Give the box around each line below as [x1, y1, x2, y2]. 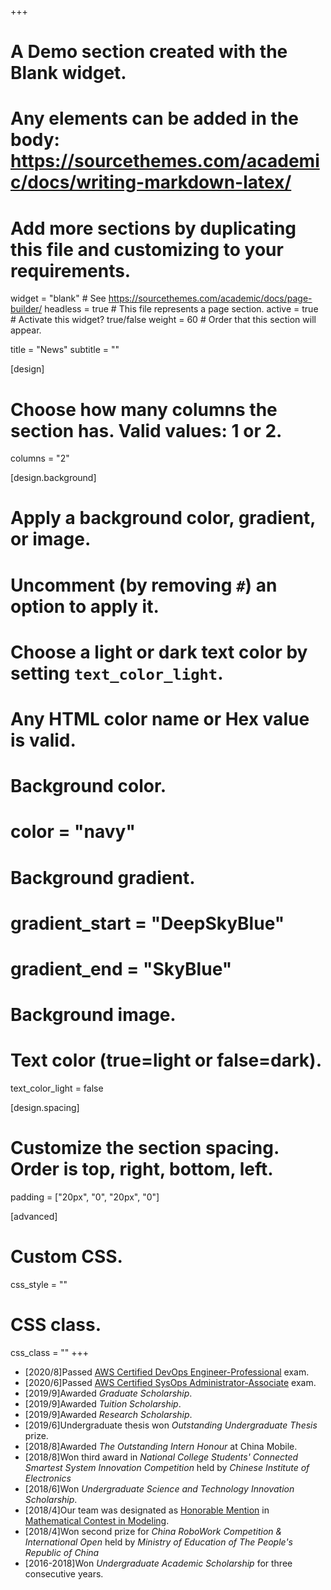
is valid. [10, 729, 77, 751]
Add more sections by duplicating [10, 217, 297, 240]
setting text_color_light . [10, 662, 224, 685]
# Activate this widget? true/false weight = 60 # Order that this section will [10, 314, 317, 326]
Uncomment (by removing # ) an [10, 574, 278, 596]
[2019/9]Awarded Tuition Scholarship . [24, 1397, 182, 1410]
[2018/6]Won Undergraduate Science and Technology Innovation [24, 1482, 295, 1495]
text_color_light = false [10, 1082, 104, 1095]
